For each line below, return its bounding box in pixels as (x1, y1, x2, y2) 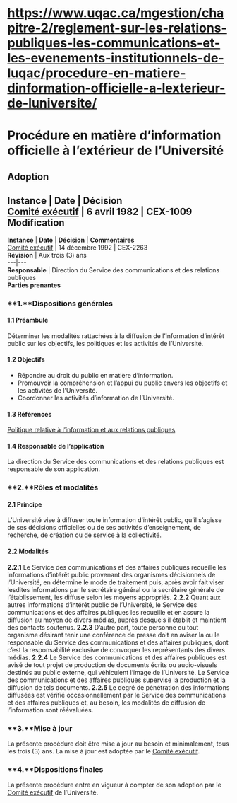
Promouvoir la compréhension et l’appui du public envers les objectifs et (17, 379, 228, 387)
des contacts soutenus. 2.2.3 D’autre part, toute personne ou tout (7, 623, 199, 631)
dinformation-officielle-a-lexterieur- (7, 80, 226, 96)
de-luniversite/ (7, 96, 97, 111)
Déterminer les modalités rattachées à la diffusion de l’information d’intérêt (7, 331, 224, 340)
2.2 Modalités (7, 547, 49, 556)
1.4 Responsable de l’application (7, 441, 104, 450)
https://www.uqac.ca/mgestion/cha (7, 5, 224, 21)
